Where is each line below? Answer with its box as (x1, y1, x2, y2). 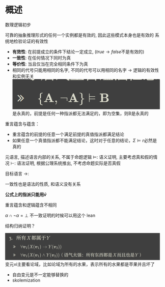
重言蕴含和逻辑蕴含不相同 (5, 202, 57, 208)
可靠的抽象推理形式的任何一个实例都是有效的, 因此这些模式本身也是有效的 (5, 32, 154, 38)
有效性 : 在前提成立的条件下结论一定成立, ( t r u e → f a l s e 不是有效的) (12, 49, 145, 55)
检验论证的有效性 (13, 38, 48, 44)
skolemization (12, 277, 41, 283)
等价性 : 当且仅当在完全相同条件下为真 (12, 61, 88, 67)
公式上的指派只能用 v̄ (5, 192, 47, 198)
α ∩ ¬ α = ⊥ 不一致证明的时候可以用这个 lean (5, 212, 96, 219)
